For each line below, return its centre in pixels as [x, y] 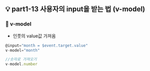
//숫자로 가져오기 [21, 60]
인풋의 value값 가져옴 [34, 36]
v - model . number [22, 64]
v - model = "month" [23, 50]
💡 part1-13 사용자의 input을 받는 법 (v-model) [75, 9]
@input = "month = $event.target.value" [47, 45]
